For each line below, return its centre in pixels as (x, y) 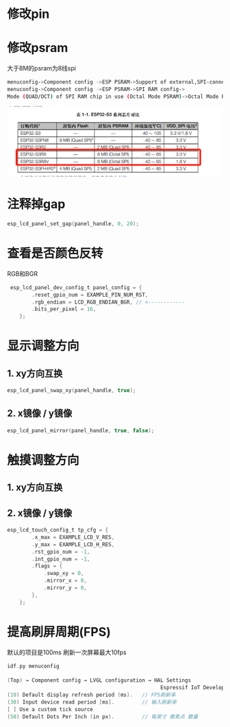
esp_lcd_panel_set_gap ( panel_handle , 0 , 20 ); (73, 223)
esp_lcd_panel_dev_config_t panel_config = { (76, 287)
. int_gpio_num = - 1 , (61, 559)
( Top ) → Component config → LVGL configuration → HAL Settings (99, 680)
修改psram (38, 48)
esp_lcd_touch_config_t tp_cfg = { (58, 530)
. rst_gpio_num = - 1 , (61, 552)
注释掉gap (36, 205)
